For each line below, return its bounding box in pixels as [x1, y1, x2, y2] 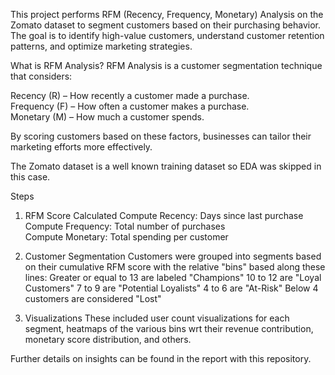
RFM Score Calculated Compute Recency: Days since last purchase [24, 210, 304, 221]
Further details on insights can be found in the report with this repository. [10, 353, 312, 364]
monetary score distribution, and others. [24, 334, 192, 345]
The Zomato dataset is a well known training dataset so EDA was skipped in [10, 160, 322, 172]
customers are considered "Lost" [24, 293, 162, 304]
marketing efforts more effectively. [10, 141, 153, 153]
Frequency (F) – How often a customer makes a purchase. [10, 100, 250, 112]
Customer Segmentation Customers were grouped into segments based [24, 250, 322, 262]
